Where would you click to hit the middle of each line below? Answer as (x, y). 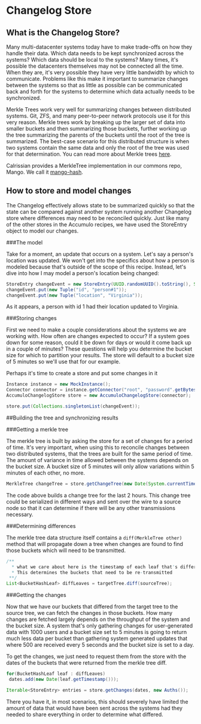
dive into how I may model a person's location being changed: (83, 273)
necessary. (20, 514)
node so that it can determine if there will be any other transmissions (91, 508)
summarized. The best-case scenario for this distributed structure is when (98, 141)
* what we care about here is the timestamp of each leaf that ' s (95, 567)
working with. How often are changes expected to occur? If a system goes (98, 336)
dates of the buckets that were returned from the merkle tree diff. (86, 663)
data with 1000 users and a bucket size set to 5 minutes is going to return (97, 632)
